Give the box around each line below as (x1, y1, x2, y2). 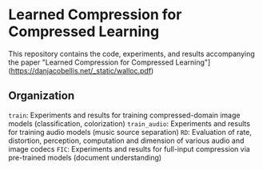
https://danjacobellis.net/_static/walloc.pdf (10, 65, 152, 75)
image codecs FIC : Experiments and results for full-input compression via (8, 144, 250, 153)
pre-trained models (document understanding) (8, 152, 162, 162)
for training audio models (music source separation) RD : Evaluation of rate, (8, 127, 252, 136)
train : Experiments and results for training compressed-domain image (8, 110, 241, 120)
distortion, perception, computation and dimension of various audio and (8, 136, 245, 145)
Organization (8, 89, 74, 103)
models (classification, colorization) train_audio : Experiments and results (8, 118, 250, 128)
